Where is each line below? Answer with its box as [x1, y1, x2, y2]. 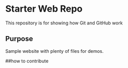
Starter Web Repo [5, 3, 83, 15]
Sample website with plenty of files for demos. [5, 48, 104, 54]
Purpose [5, 35, 33, 43]
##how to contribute [5, 58, 49, 64]
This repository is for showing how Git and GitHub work [5, 20, 123, 26]
